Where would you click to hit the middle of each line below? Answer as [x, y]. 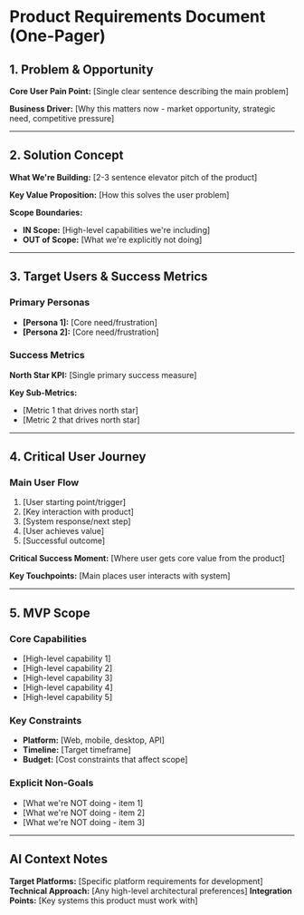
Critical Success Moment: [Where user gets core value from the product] [147, 559]
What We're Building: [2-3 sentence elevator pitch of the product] [133, 177]
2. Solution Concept [66, 156]
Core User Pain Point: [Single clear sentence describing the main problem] [149, 91]
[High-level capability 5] [67, 697]
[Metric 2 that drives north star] [81, 420]
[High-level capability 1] [66, 658]
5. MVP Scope [50, 613]
